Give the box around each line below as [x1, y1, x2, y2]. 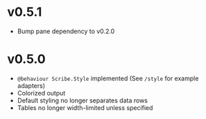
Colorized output [17, 89, 66, 97]
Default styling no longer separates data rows [17, 96, 148, 104]
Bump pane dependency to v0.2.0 [17, 27, 115, 35]
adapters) [17, 81, 46, 90]
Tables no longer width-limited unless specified [17, 103, 153, 111]
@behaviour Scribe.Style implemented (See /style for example [17, 74, 199, 82]
